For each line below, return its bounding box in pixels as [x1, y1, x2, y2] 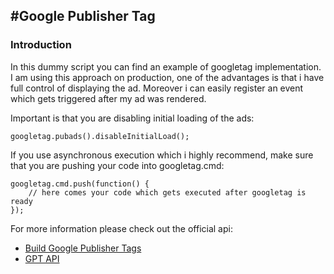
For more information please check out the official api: [10, 222, 233, 234]
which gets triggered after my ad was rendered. [10, 92, 207, 104]
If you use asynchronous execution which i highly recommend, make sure [10, 149, 314, 161]
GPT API [24, 252, 60, 264]
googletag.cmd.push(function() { [10, 179, 150, 189]
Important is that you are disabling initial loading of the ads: [10, 112, 255, 124]
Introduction [10, 38, 72, 52]
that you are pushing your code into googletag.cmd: [10, 159, 225, 171]
